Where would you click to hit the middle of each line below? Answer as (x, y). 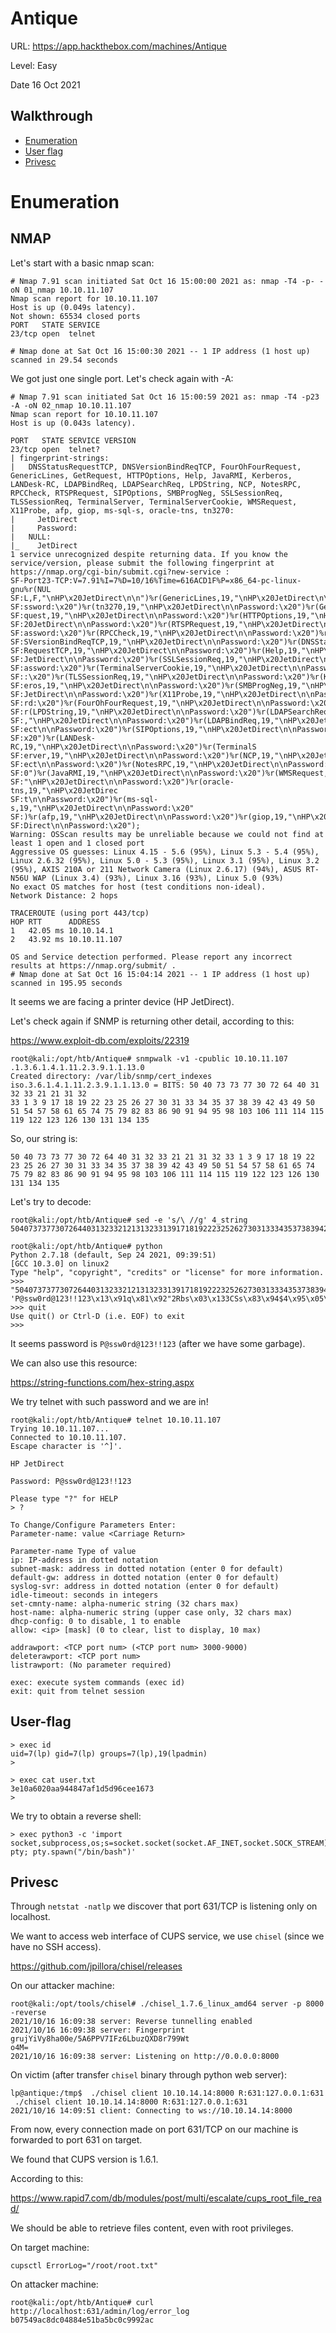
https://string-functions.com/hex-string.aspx (102, 1382)
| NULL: (31, 537)
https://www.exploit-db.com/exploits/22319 (100, 1040)
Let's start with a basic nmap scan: (82, 263)
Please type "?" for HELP (64, 1498)
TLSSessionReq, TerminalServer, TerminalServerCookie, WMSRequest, (154, 502)
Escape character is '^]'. (66, 1446)
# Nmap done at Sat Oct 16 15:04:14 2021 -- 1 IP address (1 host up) (160, 974)
